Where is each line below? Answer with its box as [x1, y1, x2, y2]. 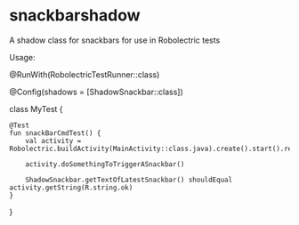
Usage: [9, 52, 36, 62]
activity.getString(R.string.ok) [9, 183, 133, 192]
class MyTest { [9, 103, 64, 114]
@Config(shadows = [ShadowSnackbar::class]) [9, 86, 184, 97]
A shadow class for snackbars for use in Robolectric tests [9, 35, 221, 45]
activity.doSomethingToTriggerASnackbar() [25, 159, 185, 169]
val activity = [25, 136, 82, 145]
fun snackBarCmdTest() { [9, 128, 101, 138]
